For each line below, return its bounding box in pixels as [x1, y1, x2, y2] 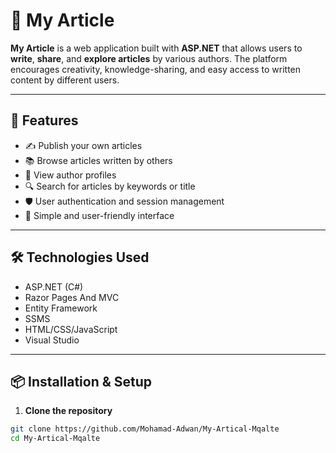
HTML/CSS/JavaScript [24, 323, 118, 335]
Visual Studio [24, 334, 80, 346]
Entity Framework [24, 302, 98, 314]
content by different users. [10, 74, 120, 86]
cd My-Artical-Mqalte [10, 434, 101, 444]
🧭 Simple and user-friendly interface [24, 209, 175, 221]
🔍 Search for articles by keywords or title [24, 180, 196, 192]
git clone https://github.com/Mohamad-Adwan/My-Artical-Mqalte [10, 424, 280, 434]
